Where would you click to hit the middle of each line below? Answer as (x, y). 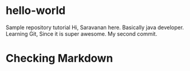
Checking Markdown (59, 59)
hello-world (36, 11)
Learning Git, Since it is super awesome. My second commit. (81, 33)
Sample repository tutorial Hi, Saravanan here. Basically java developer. (95, 27)
